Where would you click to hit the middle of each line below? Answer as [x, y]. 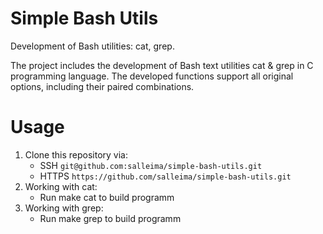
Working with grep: [64, 208]
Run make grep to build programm [110, 218]
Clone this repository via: [76, 154]
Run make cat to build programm [107, 197]
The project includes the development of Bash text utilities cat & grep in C [162, 65]
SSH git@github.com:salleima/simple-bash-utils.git [151, 165]
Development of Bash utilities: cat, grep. [92, 46]
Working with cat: [61, 186]
